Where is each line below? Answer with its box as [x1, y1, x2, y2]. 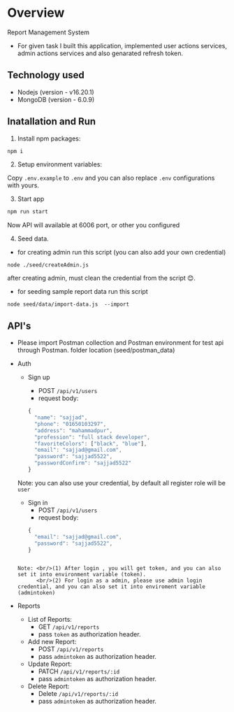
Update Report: [27, 660, 72, 669]
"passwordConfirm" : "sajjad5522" [34, 460, 131, 467]
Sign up [27, 373, 50, 382]
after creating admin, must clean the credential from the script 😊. [7, 274, 196, 283]
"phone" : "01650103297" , [34, 420, 107, 427]
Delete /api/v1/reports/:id [38, 690, 119, 698]
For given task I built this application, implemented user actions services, [17, 41, 227, 50]
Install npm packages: [17, 134, 81, 143]
